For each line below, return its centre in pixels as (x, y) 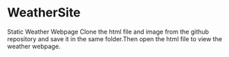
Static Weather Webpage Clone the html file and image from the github (108, 32)
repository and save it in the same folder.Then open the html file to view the (115, 38)
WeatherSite (44, 13)
